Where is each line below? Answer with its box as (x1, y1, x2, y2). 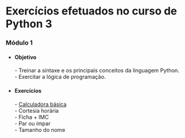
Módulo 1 (5, 39, 33, 47)
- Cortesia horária (14, 107, 59, 114)
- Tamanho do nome (14, 126, 66, 133)
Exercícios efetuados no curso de (5, 4, 178, 18)
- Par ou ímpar (14, 119, 51, 127)
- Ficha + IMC (14, 113, 49, 121)
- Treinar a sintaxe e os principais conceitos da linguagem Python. (14, 67, 180, 74)
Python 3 (5, 17, 53, 31)
